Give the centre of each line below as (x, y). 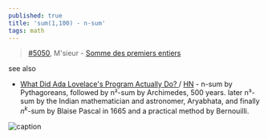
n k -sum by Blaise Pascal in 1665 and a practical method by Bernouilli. (134, 110)
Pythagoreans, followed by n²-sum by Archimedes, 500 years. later (131, 93)
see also (22, 69)
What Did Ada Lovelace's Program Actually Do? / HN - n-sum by (126, 84)
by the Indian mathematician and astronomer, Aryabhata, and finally (148, 101)
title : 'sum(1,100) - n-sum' (57, 23)
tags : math (26, 30)
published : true (35, 16)
